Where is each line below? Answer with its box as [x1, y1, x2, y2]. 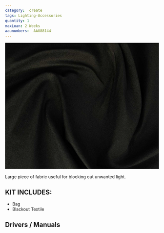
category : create [5, 8, 42, 13]
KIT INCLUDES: [5, 188, 52, 196]
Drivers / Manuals [5, 220, 61, 229]
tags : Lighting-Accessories [5, 13, 62, 18]
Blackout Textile [12, 206, 44, 212]
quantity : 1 [5, 18, 29, 23]
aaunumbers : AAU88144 [5, 28, 51, 34]
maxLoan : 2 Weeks [5, 23, 41, 28]
